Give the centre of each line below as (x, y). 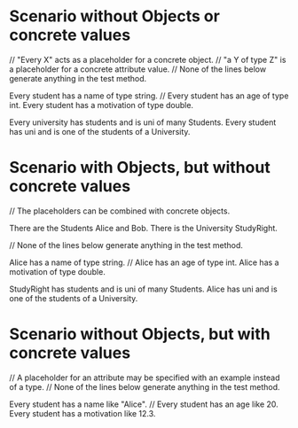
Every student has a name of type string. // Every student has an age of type (149, 96)
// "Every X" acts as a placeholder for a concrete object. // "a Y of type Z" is (148, 59)
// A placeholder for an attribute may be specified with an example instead (145, 377)
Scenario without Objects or (114, 16)
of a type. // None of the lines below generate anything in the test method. (145, 386)
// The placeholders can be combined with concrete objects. (120, 211)
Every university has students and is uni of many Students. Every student (143, 122)
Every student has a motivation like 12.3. (82, 413)
